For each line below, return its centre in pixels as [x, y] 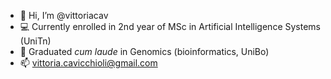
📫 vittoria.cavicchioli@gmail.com [88, 63]
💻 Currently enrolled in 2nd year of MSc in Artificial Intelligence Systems [170, 26]
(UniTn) [35, 41]
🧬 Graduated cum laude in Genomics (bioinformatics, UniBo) [144, 51]
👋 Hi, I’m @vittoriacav [64, 15]
